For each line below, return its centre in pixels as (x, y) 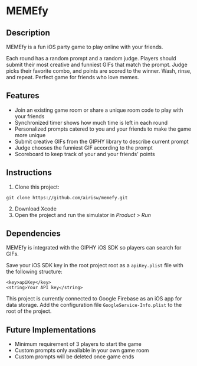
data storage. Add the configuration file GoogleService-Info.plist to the (94, 305)
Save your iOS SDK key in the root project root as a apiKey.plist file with (95, 265)
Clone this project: (37, 187)
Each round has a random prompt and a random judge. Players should (91, 58)
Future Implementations (51, 330)
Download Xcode (36, 209)
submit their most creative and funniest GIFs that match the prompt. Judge (97, 64)
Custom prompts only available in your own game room (82, 351)
